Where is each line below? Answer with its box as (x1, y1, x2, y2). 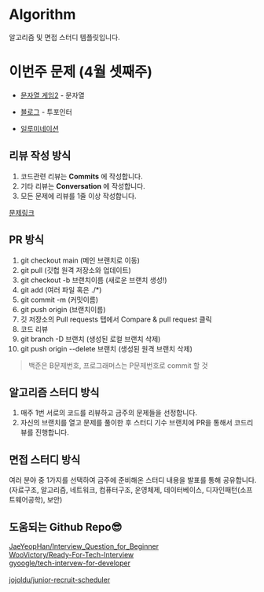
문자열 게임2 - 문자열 (20, 90, 85, 100)
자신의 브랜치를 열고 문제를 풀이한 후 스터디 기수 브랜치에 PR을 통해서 (20, 418, 233, 428)
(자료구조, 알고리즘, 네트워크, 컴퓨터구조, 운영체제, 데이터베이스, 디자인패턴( (9, 485, 240, 495)
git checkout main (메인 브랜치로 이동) (20, 256, 141, 265)
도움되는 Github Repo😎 (9, 520, 123, 534)
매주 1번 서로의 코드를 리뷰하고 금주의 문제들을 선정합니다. (20, 408, 198, 417)
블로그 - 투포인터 (20, 107, 73, 116)
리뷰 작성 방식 (9, 149, 71, 163)
